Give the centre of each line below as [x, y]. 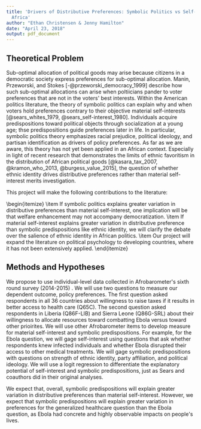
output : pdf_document [33, 34]
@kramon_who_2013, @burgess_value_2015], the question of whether [92, 168]
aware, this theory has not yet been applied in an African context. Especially [100, 149]
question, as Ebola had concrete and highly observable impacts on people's [100, 414]
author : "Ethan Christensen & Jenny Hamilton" [65, 23]
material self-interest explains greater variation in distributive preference [95, 223]
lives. [13, 420]
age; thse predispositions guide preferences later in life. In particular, [91, 130]
